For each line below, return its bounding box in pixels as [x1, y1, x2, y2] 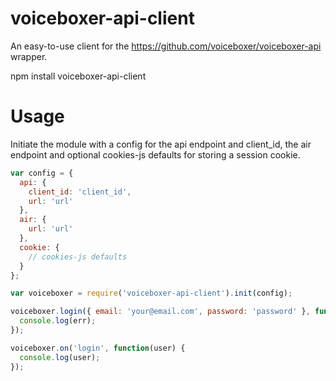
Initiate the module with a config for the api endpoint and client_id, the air [10, 138, 312, 150]
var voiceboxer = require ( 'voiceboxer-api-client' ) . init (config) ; [10, 288, 293, 299]
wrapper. [10, 50, 48, 62]
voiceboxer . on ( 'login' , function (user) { [10, 343, 186, 353]
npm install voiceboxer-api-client [10, 70, 147, 82]
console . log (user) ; [19, 352, 101, 362]
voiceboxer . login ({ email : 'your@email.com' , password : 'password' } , [10, 307, 311, 317]
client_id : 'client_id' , [28, 187, 132, 197]
